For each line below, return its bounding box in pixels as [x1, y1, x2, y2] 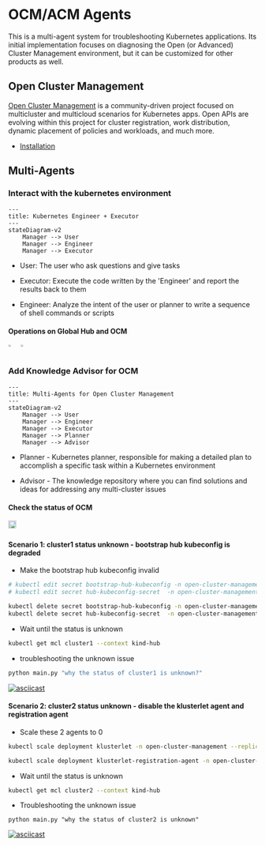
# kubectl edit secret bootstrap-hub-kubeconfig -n [8, 581, 181, 589]
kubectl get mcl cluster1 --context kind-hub [8, 639, 160, 647]
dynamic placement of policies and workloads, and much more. [8, 126, 215, 135]
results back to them [19, 284, 87, 294]
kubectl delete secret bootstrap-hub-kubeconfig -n [8, 603, 181, 611]
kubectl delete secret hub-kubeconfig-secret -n [8, 610, 175, 618]
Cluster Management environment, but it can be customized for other [8, 48, 233, 58]
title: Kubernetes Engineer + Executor [8, 212, 140, 220]
